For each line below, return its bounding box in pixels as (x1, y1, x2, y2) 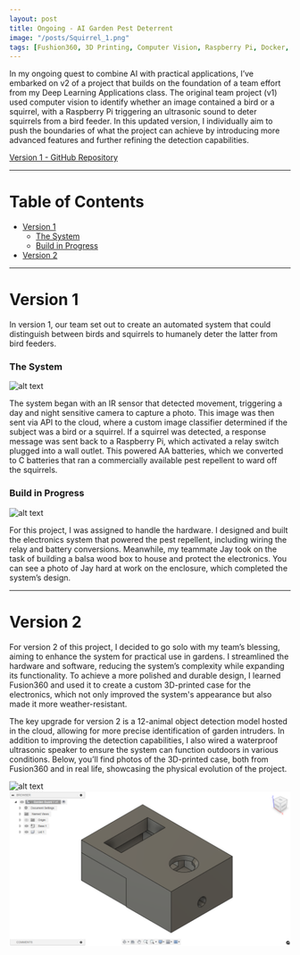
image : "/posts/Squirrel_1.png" (9, 33, 129, 42)
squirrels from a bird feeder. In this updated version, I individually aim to (9, 116, 273, 127)
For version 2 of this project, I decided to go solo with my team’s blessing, (9, 641, 280, 652)
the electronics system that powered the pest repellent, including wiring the (9, 534, 287, 545)
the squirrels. (9, 465, 58, 476)
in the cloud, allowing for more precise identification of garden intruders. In (9, 725, 286, 736)
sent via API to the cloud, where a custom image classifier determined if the (9, 417, 288, 428)
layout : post (9, 14, 58, 23)
